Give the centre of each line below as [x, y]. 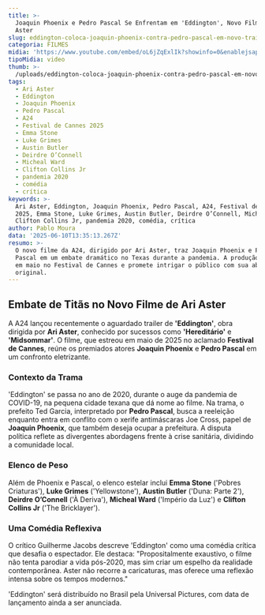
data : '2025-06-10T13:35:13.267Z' [65, 236]
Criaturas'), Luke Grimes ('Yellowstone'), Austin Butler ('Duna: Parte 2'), [126, 491]
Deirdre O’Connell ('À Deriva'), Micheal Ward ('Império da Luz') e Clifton [127, 499]
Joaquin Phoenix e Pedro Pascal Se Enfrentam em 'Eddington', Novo [129, 23]
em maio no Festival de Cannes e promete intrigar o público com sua [132, 265]
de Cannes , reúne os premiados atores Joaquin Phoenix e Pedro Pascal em [132, 349]
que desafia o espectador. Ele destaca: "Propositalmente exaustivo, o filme [130, 553]
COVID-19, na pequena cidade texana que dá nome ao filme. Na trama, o [126, 403]
